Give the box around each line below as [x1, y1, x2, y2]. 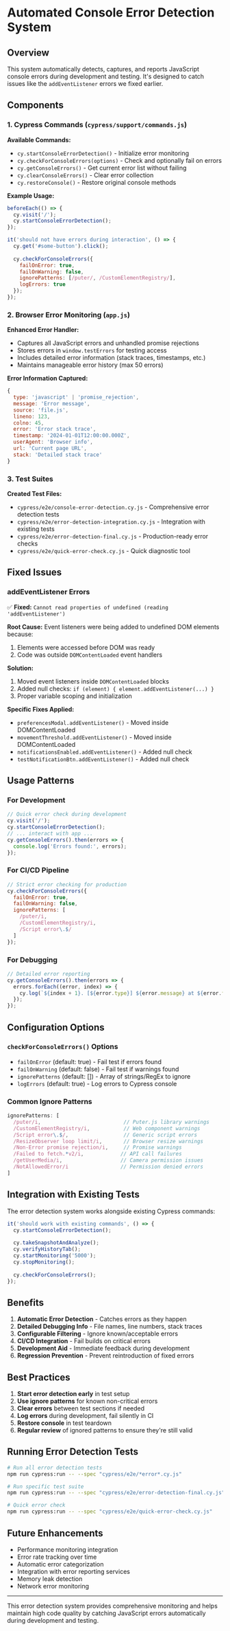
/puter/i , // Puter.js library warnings [13, 1118, 210, 1125]
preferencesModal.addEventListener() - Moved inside [16, 718, 169, 726]
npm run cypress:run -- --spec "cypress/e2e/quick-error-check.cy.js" [7, 1508, 213, 1516]
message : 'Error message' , [13, 400, 90, 407]
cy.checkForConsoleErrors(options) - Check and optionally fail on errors [16, 156, 222, 164]
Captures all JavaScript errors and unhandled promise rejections [16, 339, 200, 348]
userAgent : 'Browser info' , [13, 438, 94, 446]
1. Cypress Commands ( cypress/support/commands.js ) [7, 120, 187, 130]
